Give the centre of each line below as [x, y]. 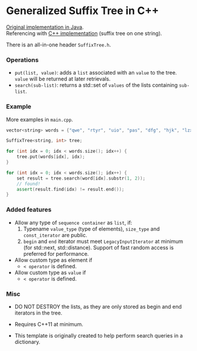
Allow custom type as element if [53, 260]
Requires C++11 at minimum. [49, 324]
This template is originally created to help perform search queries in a [98, 335]
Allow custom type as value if [50, 272]
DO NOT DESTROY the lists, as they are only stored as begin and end [98, 306]
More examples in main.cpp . [40, 119]
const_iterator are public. [55, 235]
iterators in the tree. [38, 313]
